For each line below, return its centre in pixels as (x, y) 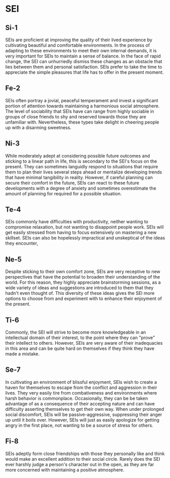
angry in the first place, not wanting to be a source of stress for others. (79, 425)
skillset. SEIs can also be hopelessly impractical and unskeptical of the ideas (85, 238)
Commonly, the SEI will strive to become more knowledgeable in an (76, 332)
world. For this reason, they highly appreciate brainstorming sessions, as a (83, 282)
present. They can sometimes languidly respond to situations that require (82, 166)
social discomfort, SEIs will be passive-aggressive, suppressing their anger (84, 414)
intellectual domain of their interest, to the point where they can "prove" (80, 338)
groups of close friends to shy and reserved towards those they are (76, 116)
